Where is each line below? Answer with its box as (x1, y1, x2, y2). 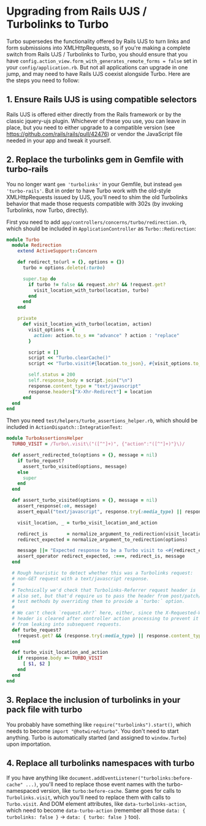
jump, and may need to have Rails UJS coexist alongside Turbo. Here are (6, 70, 191, 77)
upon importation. (6, 740, 51, 748)
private (17, 316, 37, 322)
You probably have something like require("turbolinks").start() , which (6, 721, 191, 728)
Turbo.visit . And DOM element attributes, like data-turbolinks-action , (6, 800, 187, 808)
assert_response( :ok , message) (17, 503, 97, 509)
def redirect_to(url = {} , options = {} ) (17, 259, 124, 265)
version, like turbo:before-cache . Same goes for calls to (40, 787, 181, 795)
